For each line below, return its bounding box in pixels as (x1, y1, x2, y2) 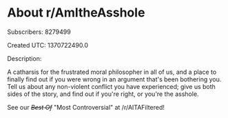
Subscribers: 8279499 (7, 28, 71, 36)
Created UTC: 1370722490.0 (7, 41, 88, 49)
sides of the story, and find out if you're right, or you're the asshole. (7, 90, 199, 98)
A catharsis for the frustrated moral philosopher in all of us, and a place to (7, 68, 217, 76)
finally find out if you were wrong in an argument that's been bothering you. (7, 75, 222, 83)
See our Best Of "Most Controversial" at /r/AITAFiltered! (7, 103, 165, 111)
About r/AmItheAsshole (7, 5, 145, 21)
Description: (7, 54, 42, 63)
